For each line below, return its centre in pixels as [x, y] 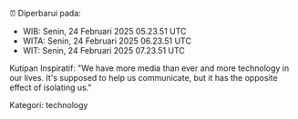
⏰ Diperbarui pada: [46, 13]
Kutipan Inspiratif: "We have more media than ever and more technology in [149, 68]
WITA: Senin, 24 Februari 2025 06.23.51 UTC [107, 41]
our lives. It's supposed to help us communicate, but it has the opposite [144, 78]
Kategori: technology [49, 105]
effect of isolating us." [51, 87]
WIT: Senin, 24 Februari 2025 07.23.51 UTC [103, 50]
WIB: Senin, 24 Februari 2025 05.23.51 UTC [104, 31]
